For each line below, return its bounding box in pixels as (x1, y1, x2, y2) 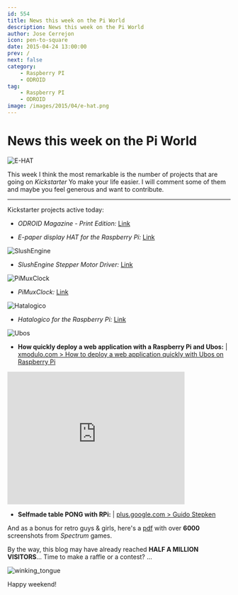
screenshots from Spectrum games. (7, 531, 112, 540)
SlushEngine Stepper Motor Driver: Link (17, 260, 133, 269)
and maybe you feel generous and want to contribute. (7, 185, 164, 193)
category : (7, 63, 37, 70)
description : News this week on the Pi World (7, 23, 144, 30)
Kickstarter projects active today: (7, 205, 104, 214)
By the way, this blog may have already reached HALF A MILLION (7, 545, 199, 553)
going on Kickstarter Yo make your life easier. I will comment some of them (7, 178, 227, 186)
